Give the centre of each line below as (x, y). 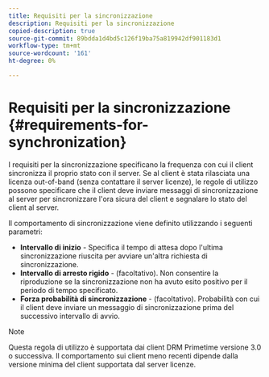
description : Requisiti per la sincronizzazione (91, 23)
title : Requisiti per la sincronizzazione (81, 16)
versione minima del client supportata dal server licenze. (102, 364)
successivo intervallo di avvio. (70, 316)
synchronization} (68, 142)
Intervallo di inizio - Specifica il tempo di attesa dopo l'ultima (122, 247)
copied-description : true (52, 31)
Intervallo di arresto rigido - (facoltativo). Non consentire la (119, 273)
